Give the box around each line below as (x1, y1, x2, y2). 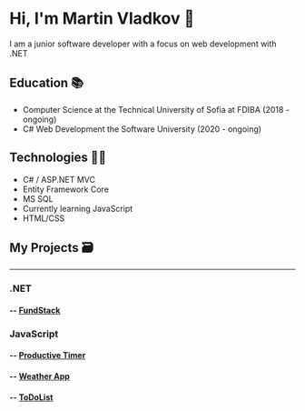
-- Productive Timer (9, 350, 86, 361)
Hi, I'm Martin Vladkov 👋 (9, 8, 195, 29)
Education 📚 (9, 75, 84, 91)
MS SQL (22, 193, 54, 204)
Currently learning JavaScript (22, 203, 133, 214)
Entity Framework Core (22, 184, 109, 195)
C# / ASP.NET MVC (22, 174, 95, 185)
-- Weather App (9, 371, 71, 381)
